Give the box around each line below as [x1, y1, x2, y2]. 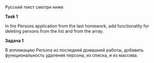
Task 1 [5, 14, 18, 19]
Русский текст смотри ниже [5, 4, 64, 10]
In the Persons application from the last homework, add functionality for [5, 23, 150, 29]
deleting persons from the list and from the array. [5, 28, 104, 34]
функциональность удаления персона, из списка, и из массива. [5, 52, 138, 58]
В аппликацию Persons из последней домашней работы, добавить [5, 47, 144, 53]
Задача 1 [5, 38, 24, 43]
